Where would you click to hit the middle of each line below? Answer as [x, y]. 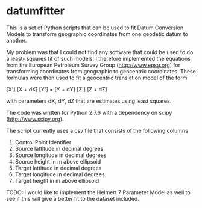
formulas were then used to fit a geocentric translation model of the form [97, 78]
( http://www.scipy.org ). [35, 119]
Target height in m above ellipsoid [57, 180]
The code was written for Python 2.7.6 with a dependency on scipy [89, 112]
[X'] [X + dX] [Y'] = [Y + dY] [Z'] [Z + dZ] [57, 89]
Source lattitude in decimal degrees [59, 148]
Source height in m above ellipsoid [58, 161]
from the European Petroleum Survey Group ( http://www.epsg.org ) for [93, 65]
